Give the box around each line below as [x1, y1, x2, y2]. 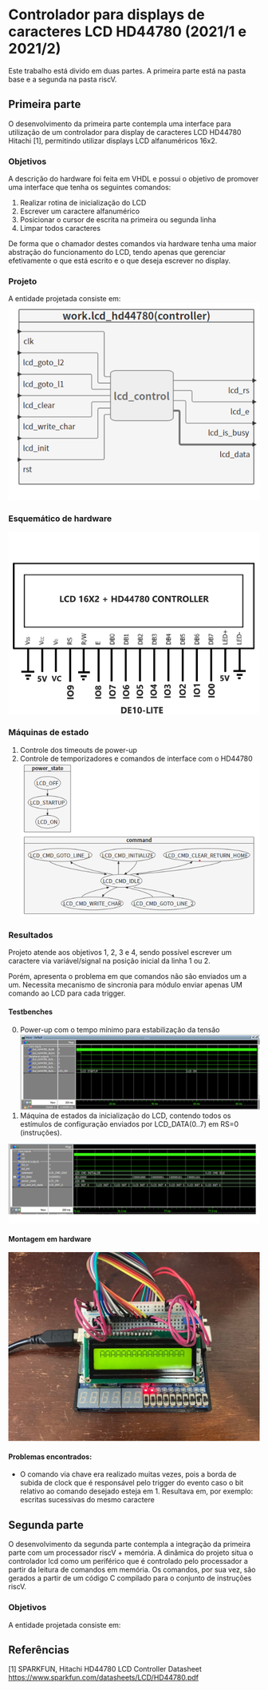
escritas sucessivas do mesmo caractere [19, 1495, 156, 1505]
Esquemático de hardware [8, 513, 112, 524]
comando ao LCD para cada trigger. [8, 988, 126, 998]
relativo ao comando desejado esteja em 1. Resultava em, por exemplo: [19, 1486, 254, 1496]
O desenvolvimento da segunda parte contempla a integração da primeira [8, 1540, 251, 1549]
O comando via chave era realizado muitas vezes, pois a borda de [19, 1469, 237, 1479]
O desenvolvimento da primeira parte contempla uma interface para [8, 118, 231, 129]
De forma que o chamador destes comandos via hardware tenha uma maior [8, 239, 257, 249]
